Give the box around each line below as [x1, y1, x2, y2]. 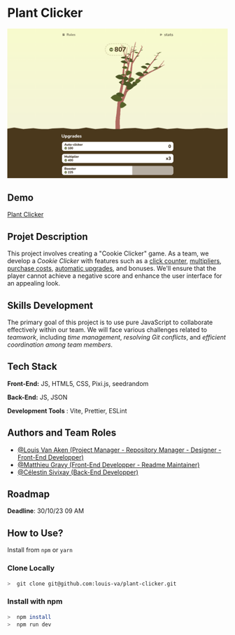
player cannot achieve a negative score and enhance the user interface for [7, 272, 222, 280]
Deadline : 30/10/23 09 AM [7, 507, 85, 515]
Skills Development [7, 300, 94, 312]
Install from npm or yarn [7, 546, 73, 554]
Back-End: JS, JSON [7, 393, 68, 401]
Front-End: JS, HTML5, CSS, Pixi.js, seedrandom [7, 379, 149, 387]
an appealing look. [7, 279, 61, 288]
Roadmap [7, 488, 50, 500]
